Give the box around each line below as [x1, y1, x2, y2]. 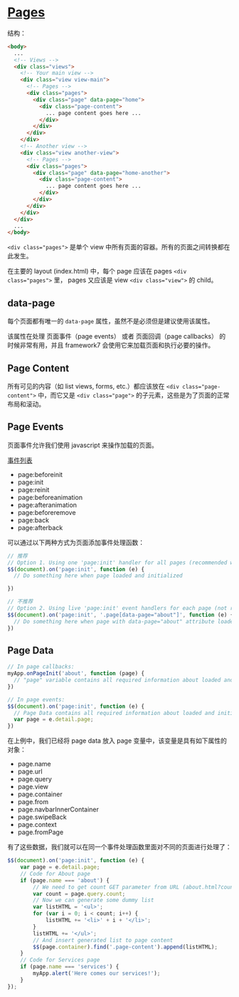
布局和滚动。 [7, 399, 45, 408]
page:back [17, 516, 50, 524]
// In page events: [7, 696, 65, 703]
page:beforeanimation [17, 493, 83, 501]
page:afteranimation [17, 501, 77, 509]
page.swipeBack [17, 813, 67, 821]
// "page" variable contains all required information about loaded [14, 676, 221, 684]
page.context [17, 821, 57, 829]
